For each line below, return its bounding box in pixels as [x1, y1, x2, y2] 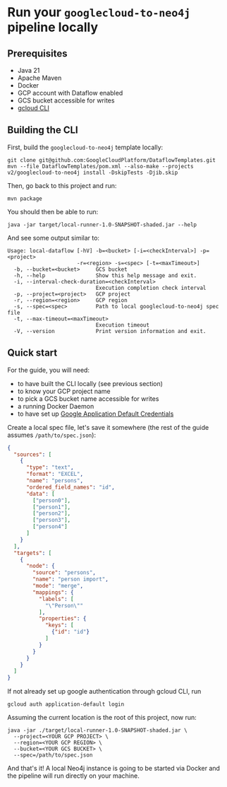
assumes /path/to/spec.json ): [7, 431, 97, 439]
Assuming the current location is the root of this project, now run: [7, 713, 197, 722]
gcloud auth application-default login [7, 701, 125, 708]
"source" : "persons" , [32, 569, 97, 576]
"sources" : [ [13, 450, 52, 458]
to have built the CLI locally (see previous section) [17, 379, 164, 387]
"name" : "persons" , [25, 477, 83, 484]
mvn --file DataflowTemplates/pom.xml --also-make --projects [7, 163, 194, 170]
